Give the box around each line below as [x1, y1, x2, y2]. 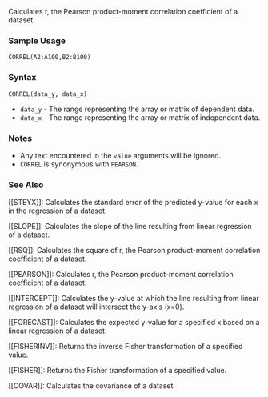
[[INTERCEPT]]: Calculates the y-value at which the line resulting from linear [8, 294, 260, 303]
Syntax [8, 72, 37, 83]
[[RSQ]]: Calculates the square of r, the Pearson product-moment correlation [8, 246, 261, 255]
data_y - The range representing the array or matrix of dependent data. [19, 104, 254, 114]
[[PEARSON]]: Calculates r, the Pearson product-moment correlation [8, 270, 234, 279]
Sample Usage [8, 35, 66, 46]
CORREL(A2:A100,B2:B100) [8, 54, 91, 62]
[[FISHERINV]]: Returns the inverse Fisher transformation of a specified [8, 342, 243, 351]
